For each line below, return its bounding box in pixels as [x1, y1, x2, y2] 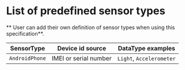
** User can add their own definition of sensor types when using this [6, 24, 175, 31]
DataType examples [118, 44, 175, 52]
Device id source [57, 44, 106, 52]
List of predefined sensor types [6, 4, 166, 18]
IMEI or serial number [51, 54, 112, 62]
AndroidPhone [9, 55, 47, 62]
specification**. [6, 30, 44, 37]
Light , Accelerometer [117, 54, 176, 62]
